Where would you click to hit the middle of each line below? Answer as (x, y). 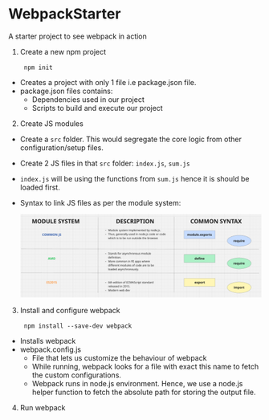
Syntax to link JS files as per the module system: (100, 202)
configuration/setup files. (62, 147)
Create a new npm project (63, 51)
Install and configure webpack (70, 310)
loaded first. (40, 187)
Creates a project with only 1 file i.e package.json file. (108, 82)
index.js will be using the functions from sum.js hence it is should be (134, 178)
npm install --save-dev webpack (78, 326)
